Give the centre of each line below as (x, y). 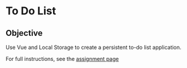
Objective (24, 33)
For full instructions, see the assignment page (62, 59)
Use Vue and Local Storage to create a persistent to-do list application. (93, 47)
